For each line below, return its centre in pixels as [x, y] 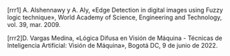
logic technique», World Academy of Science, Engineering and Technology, [115, 17]
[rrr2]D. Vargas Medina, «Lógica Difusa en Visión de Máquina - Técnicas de [115, 38]
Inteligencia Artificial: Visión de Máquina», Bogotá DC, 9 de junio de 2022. [113, 45]
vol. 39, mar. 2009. [34, 25]
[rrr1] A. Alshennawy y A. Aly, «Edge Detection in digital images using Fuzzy [115, 10]
